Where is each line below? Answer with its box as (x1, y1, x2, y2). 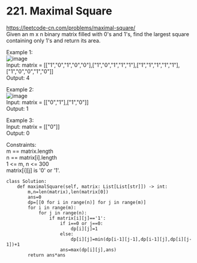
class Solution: (6, 178, 47, 184)
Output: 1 (6, 105, 29, 112)
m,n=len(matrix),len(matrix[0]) (28, 188, 109, 195)
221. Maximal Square (6, 4, 112, 18)
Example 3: (6, 116, 34, 124)
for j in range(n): (38, 209, 87, 216)
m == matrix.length (6, 147, 54, 155)
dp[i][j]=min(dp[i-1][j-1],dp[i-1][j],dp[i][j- (70, 236, 192, 242)
